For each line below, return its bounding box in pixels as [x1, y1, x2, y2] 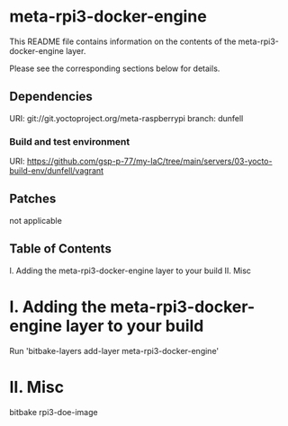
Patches [9, 191, 57, 207]
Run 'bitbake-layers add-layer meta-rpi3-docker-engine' [9, 345, 220, 356]
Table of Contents [9, 241, 112, 257]
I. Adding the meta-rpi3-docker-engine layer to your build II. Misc [9, 265, 252, 276]
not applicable [9, 215, 63, 226]
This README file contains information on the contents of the [9, 36, 237, 47]
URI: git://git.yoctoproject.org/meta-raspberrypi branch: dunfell [9, 112, 244, 123]
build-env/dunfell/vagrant [9, 165, 104, 176]
